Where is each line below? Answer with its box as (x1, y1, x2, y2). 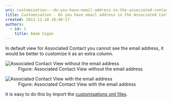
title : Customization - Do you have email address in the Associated (5, 12, 157, 17)
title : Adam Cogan (14, 31, 54, 36)
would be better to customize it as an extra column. (5, 50, 114, 57)
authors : (5, 21, 24, 27)
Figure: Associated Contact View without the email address (18, 66, 143, 72)
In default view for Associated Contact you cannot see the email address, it (5, 45, 164, 51)
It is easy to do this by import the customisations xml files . (5, 91, 128, 97)
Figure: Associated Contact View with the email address (18, 81, 136, 87)
